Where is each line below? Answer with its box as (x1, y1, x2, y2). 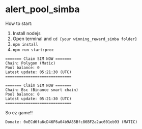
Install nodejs (12, 30, 41, 36)
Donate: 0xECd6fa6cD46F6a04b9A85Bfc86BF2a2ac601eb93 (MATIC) (5, 119, 138, 124)
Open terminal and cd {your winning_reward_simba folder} (12, 36, 137, 42)
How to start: (5, 20, 33, 26)
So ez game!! (5, 109, 33, 115)
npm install (12, 42, 38, 47)
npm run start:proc (12, 47, 54, 52)
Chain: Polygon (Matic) (5, 60, 56, 66)
